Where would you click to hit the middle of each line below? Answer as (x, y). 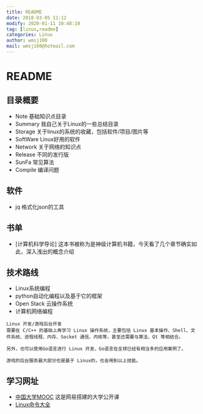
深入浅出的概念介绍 (50, 251)
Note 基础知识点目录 (41, 116)
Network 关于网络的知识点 (48, 147)
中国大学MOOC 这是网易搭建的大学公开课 (67, 397)
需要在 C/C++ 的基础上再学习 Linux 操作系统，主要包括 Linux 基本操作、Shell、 (98, 331)
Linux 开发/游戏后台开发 (34, 324)
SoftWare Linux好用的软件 (48, 139)
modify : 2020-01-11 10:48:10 (43, 23)
